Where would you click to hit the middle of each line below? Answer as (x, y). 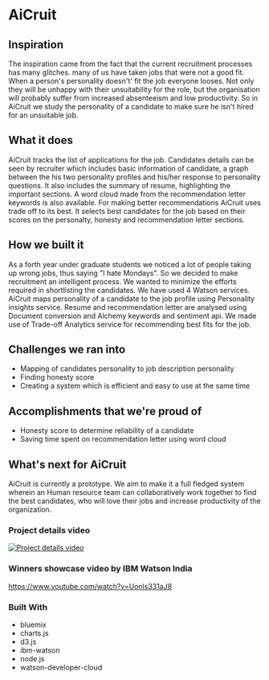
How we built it (46, 245)
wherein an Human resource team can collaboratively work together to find (132, 492)
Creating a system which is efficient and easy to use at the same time (135, 386)
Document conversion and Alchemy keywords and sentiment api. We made (132, 315)
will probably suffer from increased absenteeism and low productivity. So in (133, 98)
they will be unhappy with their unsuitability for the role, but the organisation (134, 89)
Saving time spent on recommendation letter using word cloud (123, 439)
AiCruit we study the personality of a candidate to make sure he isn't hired (131, 107)
